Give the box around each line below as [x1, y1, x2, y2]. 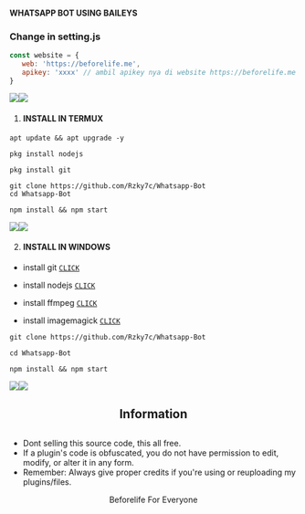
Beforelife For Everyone [109, 494, 198, 505]
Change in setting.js [9, 30, 101, 43]
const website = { [9, 50, 79, 59]
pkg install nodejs [9, 149, 84, 159]
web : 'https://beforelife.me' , [21, 59, 142, 68]
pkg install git [9, 165, 71, 174]
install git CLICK [22, 261, 80, 273]
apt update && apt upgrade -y [9, 133, 125, 142]
